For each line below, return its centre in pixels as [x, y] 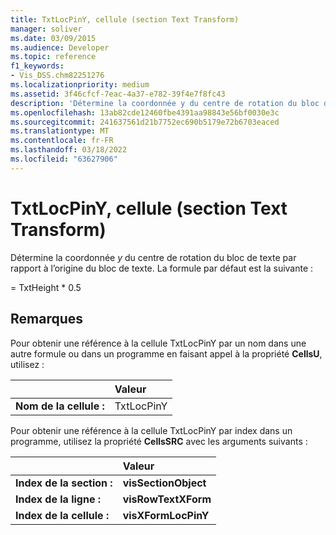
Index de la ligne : [58, 499]
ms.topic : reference [53, 57]
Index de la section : [64, 483]
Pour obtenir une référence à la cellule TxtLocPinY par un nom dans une [158, 343]
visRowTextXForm [167, 499]
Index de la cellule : [62, 515]
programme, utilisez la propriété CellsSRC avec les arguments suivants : [159, 441]
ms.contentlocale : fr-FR [62, 141]
